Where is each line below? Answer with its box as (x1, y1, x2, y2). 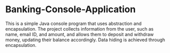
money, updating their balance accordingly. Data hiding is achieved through (5, 37, 165, 43)
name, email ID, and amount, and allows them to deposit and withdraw (5, 31, 154, 37)
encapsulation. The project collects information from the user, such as (5, 25, 154, 32)
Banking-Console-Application (5, 4, 136, 15)
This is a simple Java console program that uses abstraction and (5, 20, 142, 26)
